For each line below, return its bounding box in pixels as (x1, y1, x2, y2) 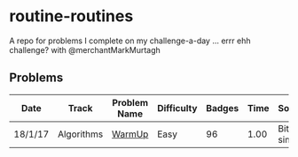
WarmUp (111, 128, 149, 140)
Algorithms (57, 128, 104, 140)
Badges (206, 101, 239, 114)
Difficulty (156, 101, 198, 114)
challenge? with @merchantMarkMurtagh (9, 44, 161, 55)
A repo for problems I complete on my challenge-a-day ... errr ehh (9, 35, 251, 46)
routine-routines (9, 6, 134, 26)
